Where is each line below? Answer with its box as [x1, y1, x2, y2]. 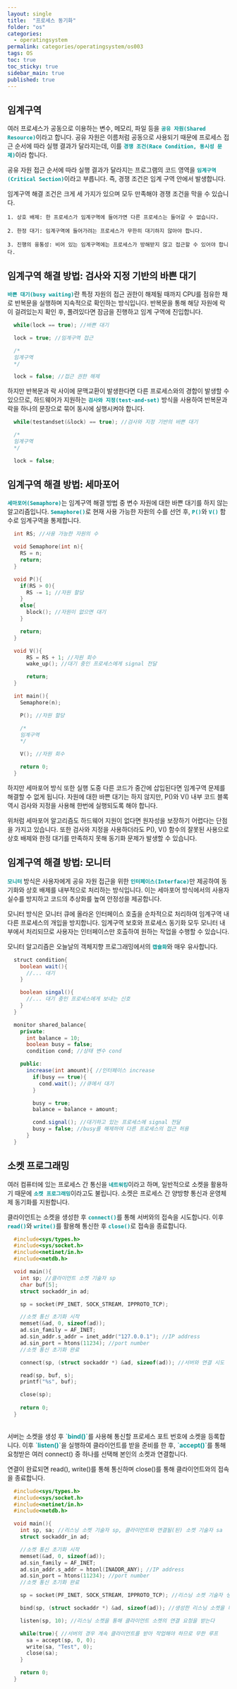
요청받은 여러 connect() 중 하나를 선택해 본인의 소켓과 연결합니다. [7, 1449, 188, 1458]
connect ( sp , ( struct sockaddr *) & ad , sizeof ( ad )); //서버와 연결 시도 [20, 1359, 224, 1366]
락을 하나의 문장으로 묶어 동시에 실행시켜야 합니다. [7, 405, 145, 413]
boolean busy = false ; [25, 1041, 93, 1048]
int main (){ [13, 692, 49, 700]
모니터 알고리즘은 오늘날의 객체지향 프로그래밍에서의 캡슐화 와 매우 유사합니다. [7, 942, 218, 951]
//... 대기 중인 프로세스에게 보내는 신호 [25, 995, 130, 1003]
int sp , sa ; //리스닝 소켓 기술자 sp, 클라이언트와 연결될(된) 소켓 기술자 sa [20, 1527, 223, 1534]
